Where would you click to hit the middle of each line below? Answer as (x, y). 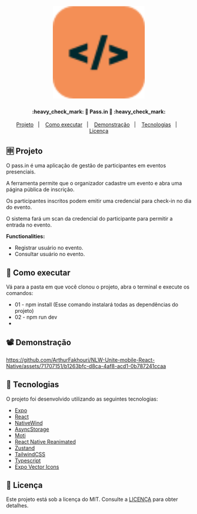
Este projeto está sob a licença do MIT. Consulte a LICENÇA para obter (92, 499)
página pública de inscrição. (40, 189)
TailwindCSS (30, 454)
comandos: (20, 293)
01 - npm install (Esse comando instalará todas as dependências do (96, 305)
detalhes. (17, 506)
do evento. (19, 207)
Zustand (25, 448)
